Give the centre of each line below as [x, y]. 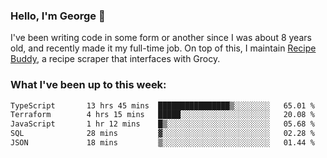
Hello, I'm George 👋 [58, 16]
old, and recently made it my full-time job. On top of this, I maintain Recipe [163, 48]
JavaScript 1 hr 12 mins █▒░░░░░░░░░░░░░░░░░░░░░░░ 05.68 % [162, 124]
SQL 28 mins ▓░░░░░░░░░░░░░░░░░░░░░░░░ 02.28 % [162, 134]
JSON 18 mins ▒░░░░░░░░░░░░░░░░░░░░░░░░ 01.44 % [162, 143]
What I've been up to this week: [88, 85]
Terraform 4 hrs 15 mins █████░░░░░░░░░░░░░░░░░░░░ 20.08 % [162, 115]
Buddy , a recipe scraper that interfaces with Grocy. [115, 59]
